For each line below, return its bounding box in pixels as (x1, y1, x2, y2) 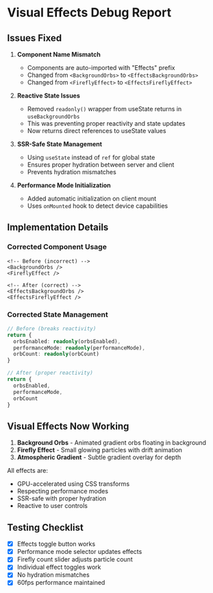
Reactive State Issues (16, 91, 81, 100)
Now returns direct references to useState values (27, 127, 166, 135)
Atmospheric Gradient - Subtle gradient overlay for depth (16, 453, 181, 461)
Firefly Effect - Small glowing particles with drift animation (16, 446, 183, 454)
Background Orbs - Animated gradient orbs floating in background (16, 439, 207, 447)
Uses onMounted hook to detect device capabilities (27, 202, 168, 210)
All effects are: (7, 467, 48, 475)
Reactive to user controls (16, 502, 88, 510)
